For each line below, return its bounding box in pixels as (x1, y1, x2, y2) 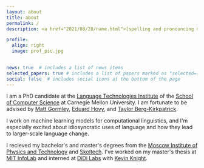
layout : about (6, 8, 42, 15)
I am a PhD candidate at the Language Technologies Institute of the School (6, 92, 193, 100)
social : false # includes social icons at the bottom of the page (6, 76, 181, 82)
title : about (6, 15, 39, 21)
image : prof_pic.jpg (12, 48, 64, 55)
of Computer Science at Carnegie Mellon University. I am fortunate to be (6, 99, 188, 106)
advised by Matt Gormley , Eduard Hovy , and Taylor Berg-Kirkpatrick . (6, 106, 178, 113)
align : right (12, 42, 45, 49)
